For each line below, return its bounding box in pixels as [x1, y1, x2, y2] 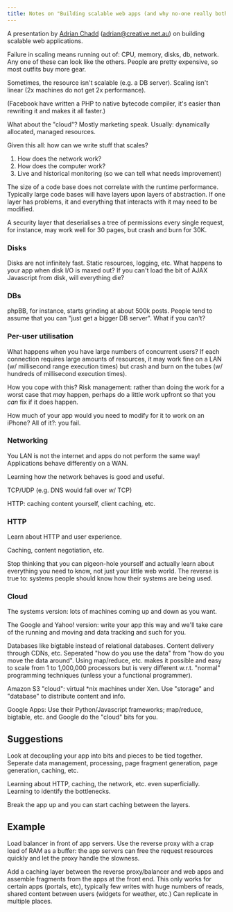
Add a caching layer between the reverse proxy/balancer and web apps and [7, 868, 224, 876]
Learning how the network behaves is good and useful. [7, 472, 165, 480]
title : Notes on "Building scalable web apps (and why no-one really [7, 10, 213, 17]
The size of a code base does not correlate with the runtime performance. [7, 182, 218, 191]
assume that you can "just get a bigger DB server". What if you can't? [7, 314, 206, 323]
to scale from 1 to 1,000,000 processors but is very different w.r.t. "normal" [7, 664, 221, 672]
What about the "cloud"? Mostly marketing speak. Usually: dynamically [7, 120, 210, 129]
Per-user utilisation [7, 332, 74, 341]
